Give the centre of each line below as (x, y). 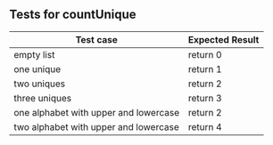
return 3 (205, 98)
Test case (97, 39)
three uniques (43, 98)
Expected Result (223, 39)
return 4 (205, 126)
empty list (34, 54)
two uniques (39, 84)
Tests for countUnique (73, 15)
